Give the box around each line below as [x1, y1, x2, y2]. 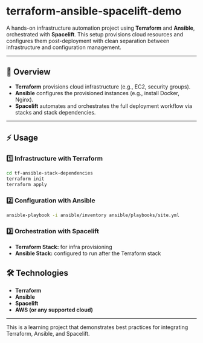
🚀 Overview [6, 67, 51, 77]
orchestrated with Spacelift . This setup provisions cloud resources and [6, 30, 184, 38]
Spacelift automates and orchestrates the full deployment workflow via [14, 102, 192, 110]
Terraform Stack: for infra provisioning [14, 243, 113, 250]
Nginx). [14, 96, 34, 103]
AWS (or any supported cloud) [14, 306, 94, 313]
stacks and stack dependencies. [14, 108, 96, 116]
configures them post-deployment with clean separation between [6, 37, 170, 44]
